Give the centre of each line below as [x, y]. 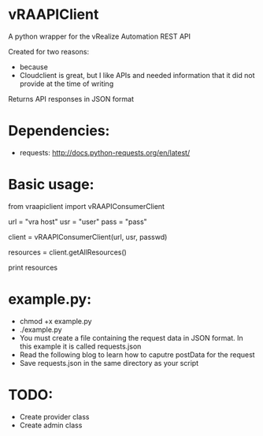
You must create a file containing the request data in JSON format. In [131, 337]
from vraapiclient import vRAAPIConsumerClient [87, 206]
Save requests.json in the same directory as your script [109, 363]
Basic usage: [51, 185]
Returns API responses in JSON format [71, 99]
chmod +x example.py [56, 321]
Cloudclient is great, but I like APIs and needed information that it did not [137, 75]
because [34, 67]
